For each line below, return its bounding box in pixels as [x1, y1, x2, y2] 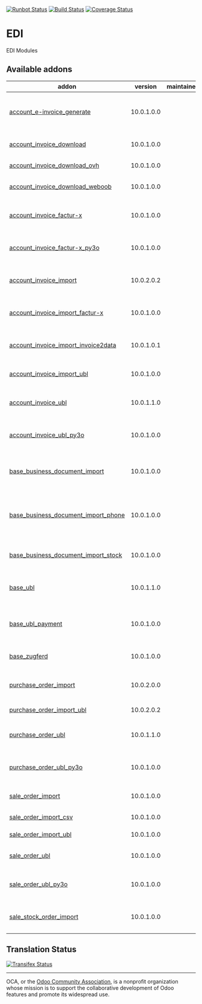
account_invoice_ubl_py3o [9, 431, 85, 439]
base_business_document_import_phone [9, 510, 125, 519]
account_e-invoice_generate [9, 108, 91, 116]
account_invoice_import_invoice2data [9, 341, 117, 349]
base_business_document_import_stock [9, 550, 123, 559]
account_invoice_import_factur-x [9, 308, 104, 317]
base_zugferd [9, 652, 48, 660]
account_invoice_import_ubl [9, 369, 88, 378]
